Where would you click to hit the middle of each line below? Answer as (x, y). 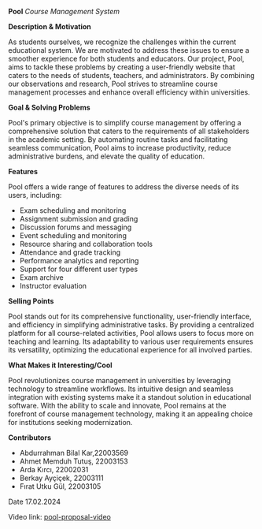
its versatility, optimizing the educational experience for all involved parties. (130, 350)
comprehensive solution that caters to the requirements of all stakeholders (129, 131)
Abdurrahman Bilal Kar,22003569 (74, 453)
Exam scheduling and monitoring (73, 210)
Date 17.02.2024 (35, 501)
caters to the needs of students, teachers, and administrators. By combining (131, 75)
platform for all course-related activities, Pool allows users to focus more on (131, 333)
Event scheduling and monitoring (73, 235)
